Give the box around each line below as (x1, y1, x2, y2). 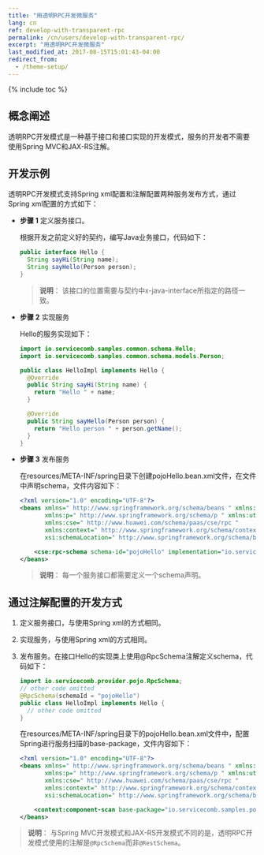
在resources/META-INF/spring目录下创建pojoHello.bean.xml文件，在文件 (19, 471, 257, 481)
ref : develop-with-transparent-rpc (8, 26, 125, 34)
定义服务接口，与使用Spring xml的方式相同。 (19, 618, 165, 628)
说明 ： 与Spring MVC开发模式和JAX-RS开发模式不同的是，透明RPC (27, 828, 246, 838)
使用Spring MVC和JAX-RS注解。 (8, 141, 114, 151)
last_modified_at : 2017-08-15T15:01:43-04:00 (8, 48, 160, 56)
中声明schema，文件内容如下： (19, 481, 122, 491)
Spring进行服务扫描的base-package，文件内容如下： (19, 739, 192, 749)
